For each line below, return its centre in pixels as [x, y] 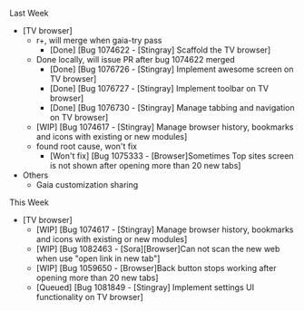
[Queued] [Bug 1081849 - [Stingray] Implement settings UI [145, 287]
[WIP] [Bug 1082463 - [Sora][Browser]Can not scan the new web [158, 249]
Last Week [29, 13]
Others [35, 175]
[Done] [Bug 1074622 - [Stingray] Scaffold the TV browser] [160, 50]
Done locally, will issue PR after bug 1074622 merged [135, 59]
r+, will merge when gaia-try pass [99, 40]
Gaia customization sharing [87, 185]
